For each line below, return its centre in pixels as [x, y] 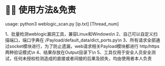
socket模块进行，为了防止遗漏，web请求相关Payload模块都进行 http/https [84, 46]
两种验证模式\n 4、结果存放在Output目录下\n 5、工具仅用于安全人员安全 [78, 52]
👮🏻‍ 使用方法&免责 [41, 10]
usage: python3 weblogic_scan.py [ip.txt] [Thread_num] [62, 24]
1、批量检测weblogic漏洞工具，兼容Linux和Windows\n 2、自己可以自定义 [79, 34]
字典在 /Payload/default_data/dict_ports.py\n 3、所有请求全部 [93, 40]
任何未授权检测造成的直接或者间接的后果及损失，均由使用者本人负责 [82, 58]
